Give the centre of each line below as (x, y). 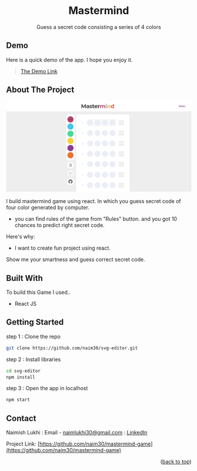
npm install (21, 377)
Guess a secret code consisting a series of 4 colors (99, 27)
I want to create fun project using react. (62, 248)
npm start (18, 400)
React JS (26, 303)
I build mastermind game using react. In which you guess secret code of (94, 201)
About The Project (40, 90)
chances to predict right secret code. (59, 225)
